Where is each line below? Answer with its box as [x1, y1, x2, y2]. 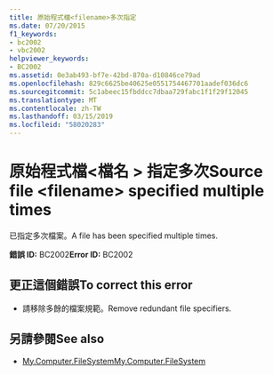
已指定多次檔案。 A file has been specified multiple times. [9, 230, 218, 241]
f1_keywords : [9, 29, 58, 38]
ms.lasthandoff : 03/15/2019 [9, 112, 114, 121]
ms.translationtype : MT [9, 95, 98, 105]
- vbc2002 [9, 46, 46, 55]
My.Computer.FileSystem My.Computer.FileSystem [21, 355, 206, 366]
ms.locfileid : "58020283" [9, 121, 105, 130]
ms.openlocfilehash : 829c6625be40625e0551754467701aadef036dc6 [9, 79, 249, 88]
